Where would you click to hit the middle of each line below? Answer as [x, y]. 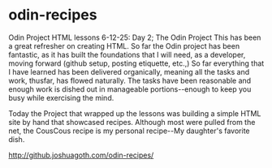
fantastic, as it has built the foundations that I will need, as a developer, [127, 54]
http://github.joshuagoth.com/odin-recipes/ [81, 155]
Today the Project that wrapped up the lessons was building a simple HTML [135, 113]
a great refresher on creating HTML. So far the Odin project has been [124, 45]
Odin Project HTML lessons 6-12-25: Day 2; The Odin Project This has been [135, 37]
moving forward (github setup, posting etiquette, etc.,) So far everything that [136, 63]
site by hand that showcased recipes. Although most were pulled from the [132, 122]
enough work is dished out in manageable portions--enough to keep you [130, 89]
